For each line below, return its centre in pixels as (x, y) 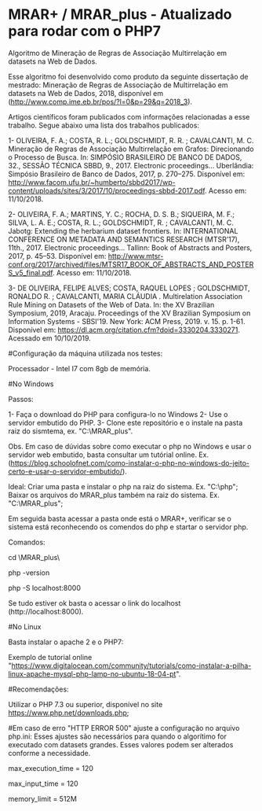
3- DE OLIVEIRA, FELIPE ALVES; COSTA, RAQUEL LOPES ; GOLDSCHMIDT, (129, 288)
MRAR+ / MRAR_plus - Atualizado (120, 15)
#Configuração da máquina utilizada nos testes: (86, 353)
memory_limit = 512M (42, 798)
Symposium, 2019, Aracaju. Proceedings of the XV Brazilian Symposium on (129, 313)
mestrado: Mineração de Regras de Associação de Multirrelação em (118, 85)
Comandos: (27, 542)
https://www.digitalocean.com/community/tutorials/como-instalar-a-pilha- (131, 665)
